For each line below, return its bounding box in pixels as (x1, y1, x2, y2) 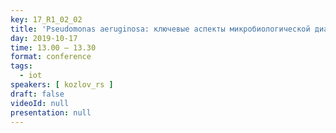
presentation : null (10, 107, 92, 118)
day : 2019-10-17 (10, 33, 78, 43)
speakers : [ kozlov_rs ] (10, 80, 114, 90)
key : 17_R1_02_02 (10, 14, 83, 25)
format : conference (10, 52, 92, 62)
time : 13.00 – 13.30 (10, 42, 97, 53)
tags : (10, 61, 33, 71)
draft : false (10, 89, 65, 99)
